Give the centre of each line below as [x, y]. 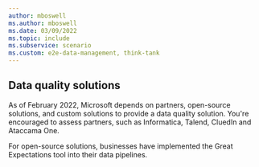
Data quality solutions [64, 86]
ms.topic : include [39, 38]
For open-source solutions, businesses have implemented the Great [121, 146]
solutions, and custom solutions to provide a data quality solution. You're [129, 113]
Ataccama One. [34, 130]
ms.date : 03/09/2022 [43, 31]
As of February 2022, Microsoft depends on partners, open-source [119, 104]
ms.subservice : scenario [50, 46]
